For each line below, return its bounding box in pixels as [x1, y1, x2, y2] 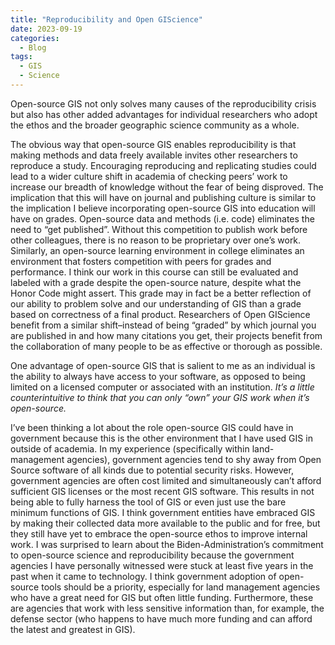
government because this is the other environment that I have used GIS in [10, 432, 313, 444]
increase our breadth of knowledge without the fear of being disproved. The [10, 181, 324, 193]
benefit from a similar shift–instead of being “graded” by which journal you [10, 319, 317, 331]
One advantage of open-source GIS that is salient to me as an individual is [10, 359, 316, 371]
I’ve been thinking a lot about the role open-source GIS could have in [10, 421, 294, 433]
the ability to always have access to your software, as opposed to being [10, 370, 306, 382]
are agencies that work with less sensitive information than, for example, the [10, 602, 325, 614]
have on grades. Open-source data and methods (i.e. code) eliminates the [10, 212, 315, 225]
